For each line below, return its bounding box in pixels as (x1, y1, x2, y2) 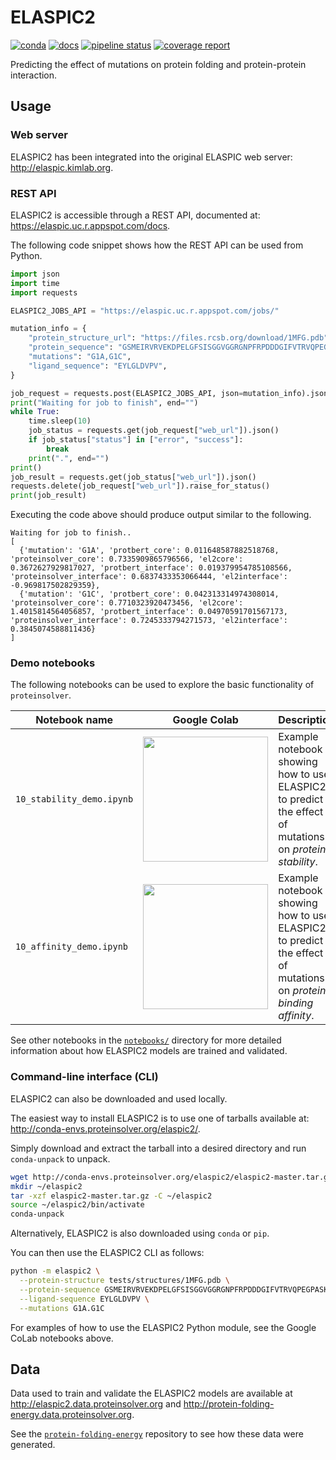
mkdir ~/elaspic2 (10, 1181, 83, 1191)
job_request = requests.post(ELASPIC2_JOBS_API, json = (10, 388, 244, 398)
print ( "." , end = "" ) (28, 453, 110, 463)
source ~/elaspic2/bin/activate (10, 1200, 145, 1210)
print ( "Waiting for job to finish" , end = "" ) (10, 397, 199, 408)
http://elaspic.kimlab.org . (10, 161, 114, 173)
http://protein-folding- (183, 1398, 275, 1410)
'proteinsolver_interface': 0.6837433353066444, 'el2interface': (10, 572, 288, 582)
